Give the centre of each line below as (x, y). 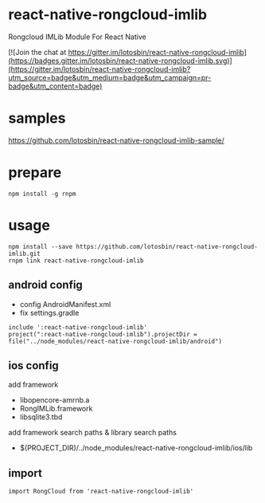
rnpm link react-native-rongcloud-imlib (76, 261)
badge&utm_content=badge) (55, 86)
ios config (34, 365)
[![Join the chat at (37, 52)
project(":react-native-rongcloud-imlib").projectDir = (103, 334)
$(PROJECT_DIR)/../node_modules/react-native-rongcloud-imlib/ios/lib (136, 448)
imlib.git (25, 253)
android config (46, 285)
